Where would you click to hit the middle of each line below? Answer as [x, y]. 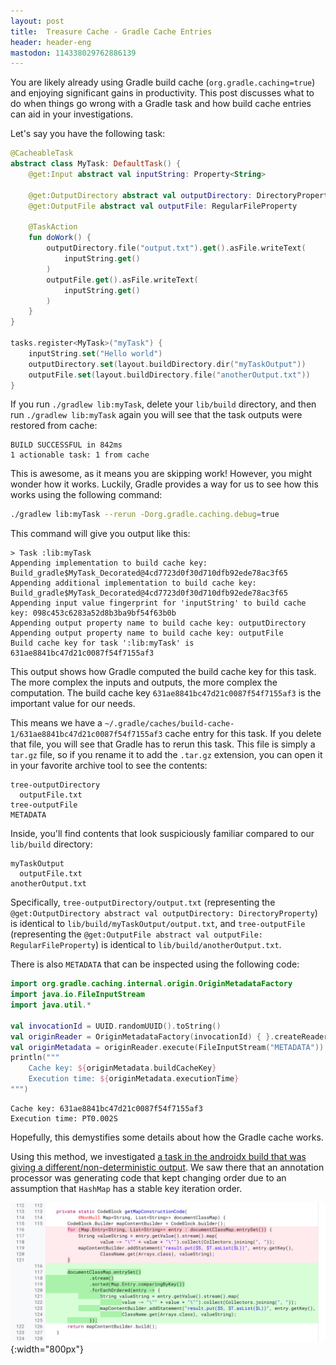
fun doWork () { [60, 238]
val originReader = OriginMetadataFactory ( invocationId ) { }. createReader [169, 1036]
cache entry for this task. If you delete [243, 734]
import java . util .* [51, 1005]
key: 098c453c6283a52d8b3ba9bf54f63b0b [93, 613]
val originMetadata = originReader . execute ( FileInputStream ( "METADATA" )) [167, 1047]
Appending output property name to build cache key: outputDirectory [158, 623]
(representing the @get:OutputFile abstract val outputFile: [136, 934]
